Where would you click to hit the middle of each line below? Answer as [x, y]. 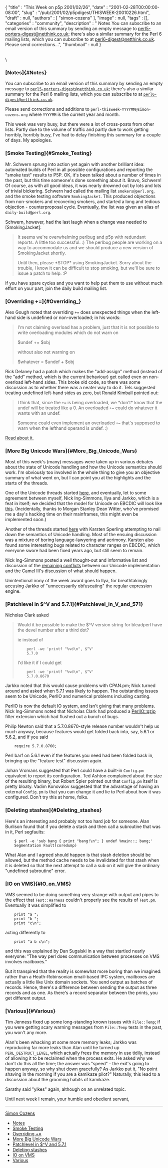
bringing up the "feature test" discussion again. [54, 761]
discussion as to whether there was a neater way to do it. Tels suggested [80, 387]
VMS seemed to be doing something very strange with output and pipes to [82, 895]
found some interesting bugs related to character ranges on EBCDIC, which [83, 545]
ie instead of [30, 640]
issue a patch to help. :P [42, 273]
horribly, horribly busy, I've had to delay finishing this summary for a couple [83, 135]
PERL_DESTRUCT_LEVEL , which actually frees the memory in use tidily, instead [82, 1053]
